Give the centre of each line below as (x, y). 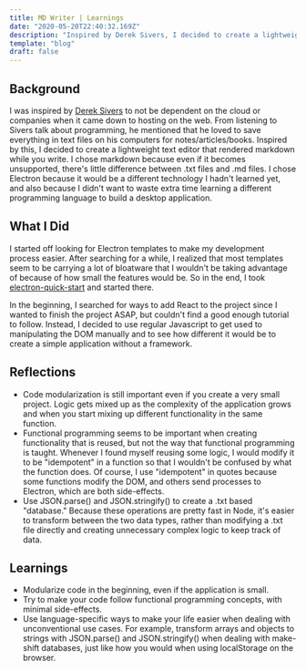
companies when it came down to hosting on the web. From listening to (143, 120)
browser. (39, 658)
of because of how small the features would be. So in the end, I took (138, 277)
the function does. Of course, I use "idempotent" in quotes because (150, 471)
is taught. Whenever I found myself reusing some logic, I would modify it (158, 452)
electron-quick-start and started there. (82, 287)
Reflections (43, 372)
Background (45, 89)
